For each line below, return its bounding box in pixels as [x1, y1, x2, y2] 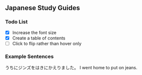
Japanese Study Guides [5, 4, 80, 12]
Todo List [5, 19, 28, 25]
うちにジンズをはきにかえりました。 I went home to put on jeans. [5, 65, 138, 71]
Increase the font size [12, 29, 57, 36]
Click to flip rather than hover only [12, 40, 82, 46]
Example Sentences [5, 53, 54, 60]
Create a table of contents [12, 35, 66, 41]
